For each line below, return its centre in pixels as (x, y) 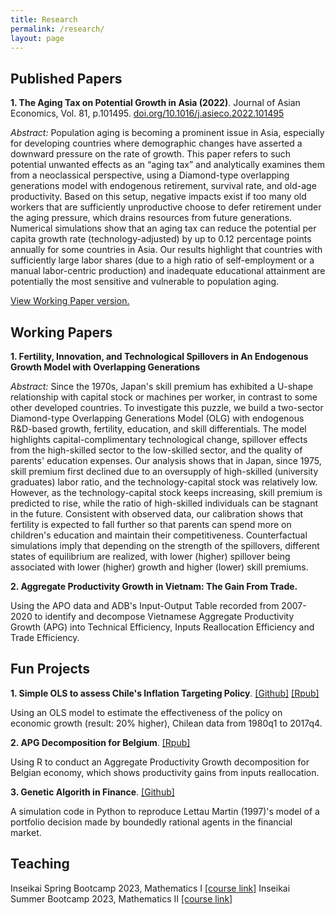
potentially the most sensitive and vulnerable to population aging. (145, 282)
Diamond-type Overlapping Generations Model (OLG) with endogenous (157, 418)
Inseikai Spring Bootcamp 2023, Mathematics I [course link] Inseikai (150, 888)
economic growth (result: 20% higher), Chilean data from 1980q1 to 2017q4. (166, 723)
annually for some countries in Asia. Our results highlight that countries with (166, 250)
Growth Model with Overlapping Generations (105, 367)
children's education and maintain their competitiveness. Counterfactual (159, 535)
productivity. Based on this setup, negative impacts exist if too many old (158, 197)
